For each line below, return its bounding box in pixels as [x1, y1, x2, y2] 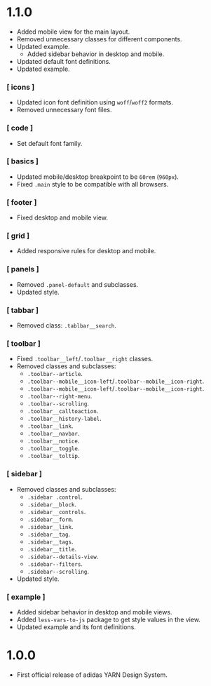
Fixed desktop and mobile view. [16, 213, 108, 222]
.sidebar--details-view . [27, 552, 99, 560]
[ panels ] [6, 264, 39, 274]
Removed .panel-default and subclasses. [16, 280, 139, 288]
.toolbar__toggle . [27, 444, 80, 452]
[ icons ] [6, 82, 35, 92]
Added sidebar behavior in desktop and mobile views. [16, 607, 172, 616]
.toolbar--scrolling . [27, 399, 89, 408]
